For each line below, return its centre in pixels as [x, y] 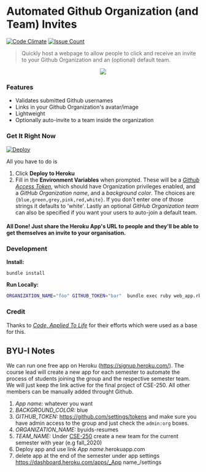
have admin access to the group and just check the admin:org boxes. [102, 423]
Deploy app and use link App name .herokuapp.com [80, 449]
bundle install [26, 273]
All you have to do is [32, 161]
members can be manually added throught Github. [70, 392]
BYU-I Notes [31, 351]
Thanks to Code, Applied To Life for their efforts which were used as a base [102, 325]
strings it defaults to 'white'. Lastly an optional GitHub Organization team [107, 206]
